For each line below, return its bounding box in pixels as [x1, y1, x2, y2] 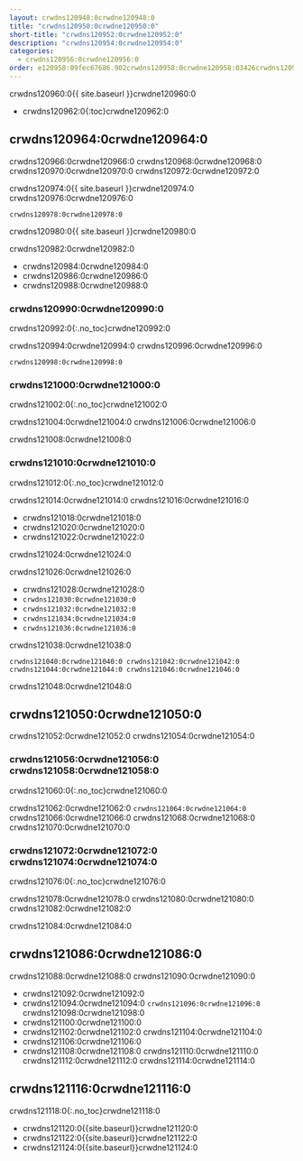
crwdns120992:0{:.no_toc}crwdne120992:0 [9, 322, 171, 334]
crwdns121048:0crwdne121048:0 [9, 680, 133, 691]
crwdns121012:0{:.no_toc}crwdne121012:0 [9, 477, 164, 488]
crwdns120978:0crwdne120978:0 [9, 209, 124, 219]
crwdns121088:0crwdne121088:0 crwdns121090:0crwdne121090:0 [9, 971, 255, 981]
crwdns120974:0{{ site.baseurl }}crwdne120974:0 [9, 182, 195, 194]
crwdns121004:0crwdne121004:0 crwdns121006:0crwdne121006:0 [9, 417, 257, 428]
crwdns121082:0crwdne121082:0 [9, 903, 132, 914]
